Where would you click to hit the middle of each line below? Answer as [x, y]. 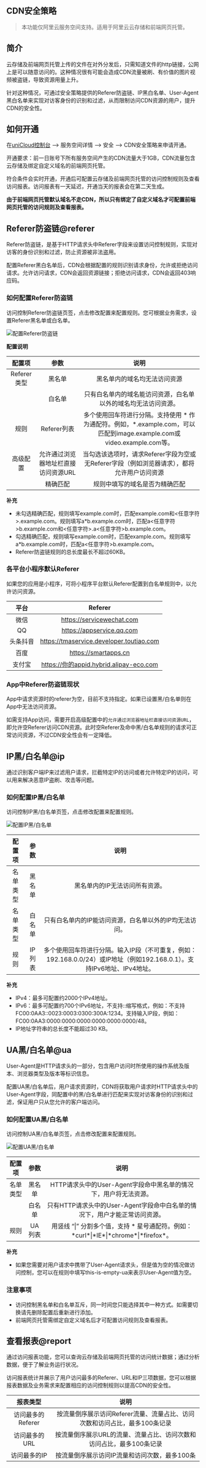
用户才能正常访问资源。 [131, 1215]
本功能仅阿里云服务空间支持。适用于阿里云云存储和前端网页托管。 [105, 27]
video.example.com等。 [139, 442]
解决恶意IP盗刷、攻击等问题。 [60, 779]
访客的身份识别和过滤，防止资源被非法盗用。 [63, 252]
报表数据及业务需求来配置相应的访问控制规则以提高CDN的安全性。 [90, 1385]
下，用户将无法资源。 [122, 1194]
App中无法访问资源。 [33, 707]
